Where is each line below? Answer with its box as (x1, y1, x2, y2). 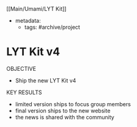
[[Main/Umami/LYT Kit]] (6, 5, 67, 12)
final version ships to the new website (15, 107, 111, 114)
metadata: (15, 17, 41, 24)
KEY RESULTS (6, 89, 42, 96)
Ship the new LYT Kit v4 (15, 76, 76, 84)
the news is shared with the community (15, 113, 114, 121)
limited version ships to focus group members (15, 100, 131, 107)
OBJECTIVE (6, 65, 37, 72)
